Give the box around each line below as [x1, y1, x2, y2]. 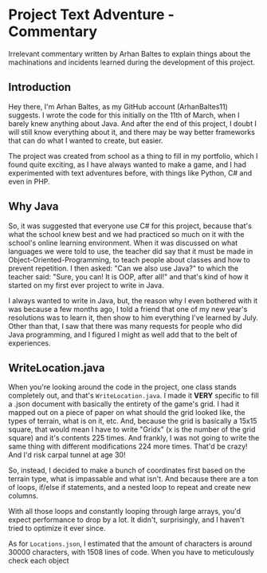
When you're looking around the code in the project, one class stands [8, 382, 238, 392]
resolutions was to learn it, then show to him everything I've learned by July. [8, 313, 259, 322]
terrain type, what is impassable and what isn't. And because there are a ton [8, 474, 259, 484]
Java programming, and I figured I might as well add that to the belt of [8, 330, 238, 339]
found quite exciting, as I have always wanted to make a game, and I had [8, 160, 247, 169]
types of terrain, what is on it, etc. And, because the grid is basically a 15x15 [8, 417, 257, 426]
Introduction [8, 81, 72, 94]
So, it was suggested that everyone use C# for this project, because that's [8, 221, 253, 231]
